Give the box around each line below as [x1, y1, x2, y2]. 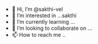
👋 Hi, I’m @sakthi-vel [11, 6, 64, 12]
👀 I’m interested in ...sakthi [11, 12, 77, 19]
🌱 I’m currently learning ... [11, 18, 75, 25]
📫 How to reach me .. [11, 32, 66, 38]
